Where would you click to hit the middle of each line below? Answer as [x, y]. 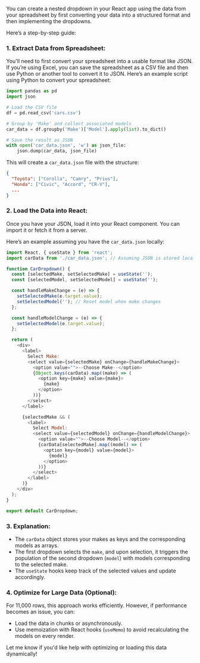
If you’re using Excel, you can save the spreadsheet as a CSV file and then [97, 67]
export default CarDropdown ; [42, 511]
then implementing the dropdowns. [49, 21]
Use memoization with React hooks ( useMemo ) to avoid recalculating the [102, 630]
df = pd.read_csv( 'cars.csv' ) [44, 113]
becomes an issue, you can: [41, 612]
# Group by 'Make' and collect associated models [69, 124]
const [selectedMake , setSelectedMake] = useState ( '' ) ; [82, 274]
